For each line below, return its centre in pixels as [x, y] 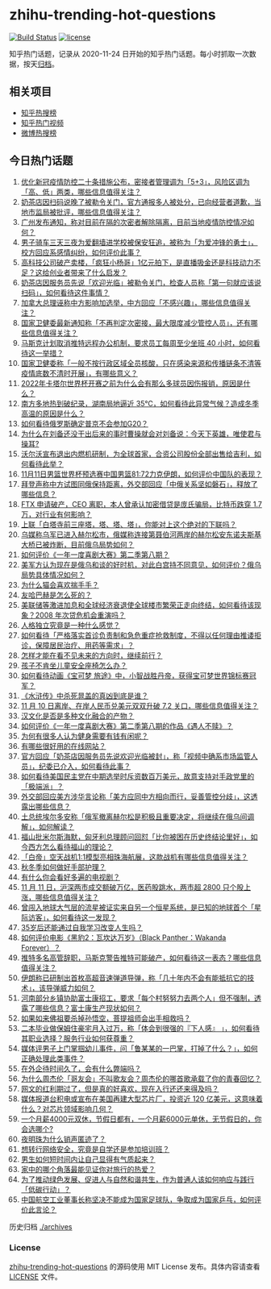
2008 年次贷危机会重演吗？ [80, 615]
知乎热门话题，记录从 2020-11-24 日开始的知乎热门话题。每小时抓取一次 [129, 53]
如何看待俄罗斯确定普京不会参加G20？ [84, 423]
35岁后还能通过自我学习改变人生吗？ [82, 927]
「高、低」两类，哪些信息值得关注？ [81, 192]
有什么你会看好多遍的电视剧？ [70, 877]
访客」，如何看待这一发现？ [72, 917]
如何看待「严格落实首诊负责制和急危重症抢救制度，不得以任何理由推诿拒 [141, 635]
